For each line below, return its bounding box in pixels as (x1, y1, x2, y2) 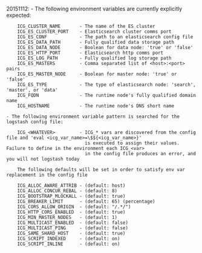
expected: (6, 12, 31, 19)
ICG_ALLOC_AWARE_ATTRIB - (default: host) (17, 183, 126, 189)
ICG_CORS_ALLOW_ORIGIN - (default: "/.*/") (17, 204, 131, 210)
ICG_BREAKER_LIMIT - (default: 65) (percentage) (17, 198, 155, 204)
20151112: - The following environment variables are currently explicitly (6, 5, 183, 12)
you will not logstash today (6, 156, 80, 162)
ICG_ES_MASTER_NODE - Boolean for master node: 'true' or (17, 71, 177, 77)
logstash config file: (6, 119, 64, 125)
